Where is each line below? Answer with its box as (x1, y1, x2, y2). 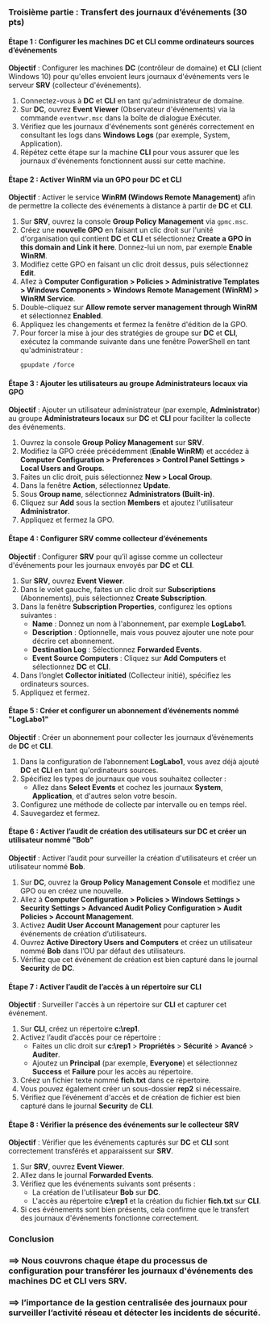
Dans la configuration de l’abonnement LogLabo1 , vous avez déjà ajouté (19, 756, 260, 766)
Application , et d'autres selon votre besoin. (31, 791, 177, 801)
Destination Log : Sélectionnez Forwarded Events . (31, 645, 202, 654)
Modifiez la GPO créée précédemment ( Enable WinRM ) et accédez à (19, 447, 250, 456)
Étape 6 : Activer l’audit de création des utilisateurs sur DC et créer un (8, 826, 247, 836)
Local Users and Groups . (19, 464, 105, 473)
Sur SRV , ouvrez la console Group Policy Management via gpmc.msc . (19, 216, 248, 226)
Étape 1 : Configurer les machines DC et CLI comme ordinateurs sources (8, 36, 255, 46)
